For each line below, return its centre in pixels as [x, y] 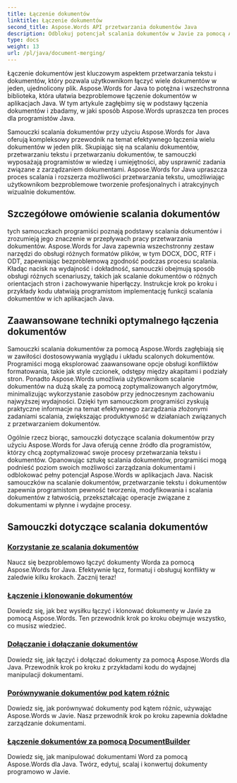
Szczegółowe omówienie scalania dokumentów [114, 214]
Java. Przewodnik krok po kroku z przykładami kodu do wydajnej [102, 667]
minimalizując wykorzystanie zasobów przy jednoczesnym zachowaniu [111, 394]
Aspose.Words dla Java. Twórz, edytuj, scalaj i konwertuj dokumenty [108, 764]
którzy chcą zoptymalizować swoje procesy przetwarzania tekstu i [104, 452]
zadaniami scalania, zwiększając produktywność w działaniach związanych [117, 416]
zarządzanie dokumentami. [47, 723]
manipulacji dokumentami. [45, 674]
